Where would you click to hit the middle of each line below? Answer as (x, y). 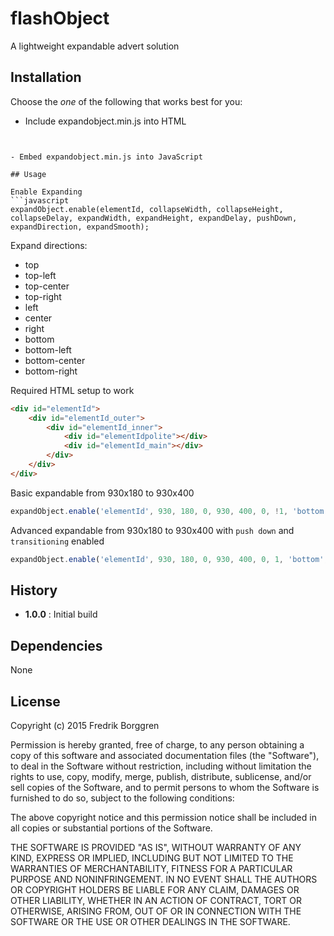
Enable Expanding (46, 192)
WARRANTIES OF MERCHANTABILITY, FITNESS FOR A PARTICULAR (151, 868)
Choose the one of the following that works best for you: (126, 101)
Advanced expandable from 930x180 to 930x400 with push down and (152, 530)
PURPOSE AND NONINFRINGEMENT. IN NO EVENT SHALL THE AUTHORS (164, 879)
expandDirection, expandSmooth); (80, 227)
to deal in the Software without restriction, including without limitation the (161, 766)
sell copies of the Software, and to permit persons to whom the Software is (165, 787)
